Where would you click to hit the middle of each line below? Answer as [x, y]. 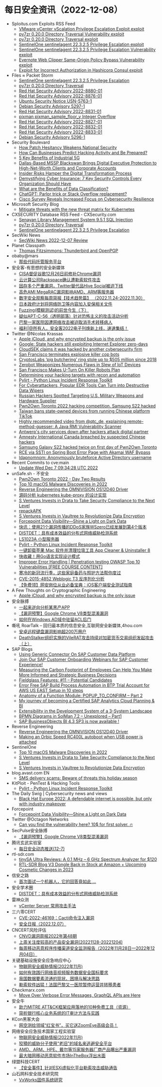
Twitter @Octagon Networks [40, 819]
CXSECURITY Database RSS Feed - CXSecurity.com [64, 214]
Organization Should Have [45, 183]
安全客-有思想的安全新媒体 [38, 267]
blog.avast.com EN [30, 773]
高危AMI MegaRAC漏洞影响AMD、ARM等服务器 [66, 292]
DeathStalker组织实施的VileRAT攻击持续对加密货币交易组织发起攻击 [86, 637]
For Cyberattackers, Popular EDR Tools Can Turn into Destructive [84, 385]
